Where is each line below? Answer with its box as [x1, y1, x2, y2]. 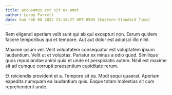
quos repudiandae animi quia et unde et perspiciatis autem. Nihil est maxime [5, 58, 167, 64]
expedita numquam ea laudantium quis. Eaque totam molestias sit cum [5, 78, 155, 85]
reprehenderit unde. [5, 84, 48, 90]
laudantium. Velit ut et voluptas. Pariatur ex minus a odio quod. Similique [5, 52, 158, 58]
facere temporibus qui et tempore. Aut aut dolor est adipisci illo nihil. [5, 36, 150, 43]
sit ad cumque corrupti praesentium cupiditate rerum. [5, 63, 119, 69]
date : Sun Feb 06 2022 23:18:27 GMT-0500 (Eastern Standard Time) [5, 17, 150, 22]
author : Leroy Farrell [5, 12, 54, 17]
